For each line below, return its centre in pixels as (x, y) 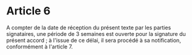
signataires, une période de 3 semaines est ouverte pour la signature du (96, 33)
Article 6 (28, 11)
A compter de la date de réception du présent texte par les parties (89, 27)
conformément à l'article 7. (40, 47)
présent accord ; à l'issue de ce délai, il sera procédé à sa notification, (94, 40)
